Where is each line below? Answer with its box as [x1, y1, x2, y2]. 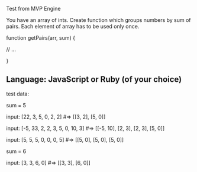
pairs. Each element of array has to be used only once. [6, 23, 140, 30]
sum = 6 [6, 148, 27, 155]
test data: [6, 90, 30, 97]
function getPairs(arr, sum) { [6, 34, 76, 41]
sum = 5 [6, 101, 27, 109]
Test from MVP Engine [6, 5, 61, 12]
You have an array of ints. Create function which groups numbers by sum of [6, 17, 191, 23]
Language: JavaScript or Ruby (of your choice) [6, 74, 182, 85]
